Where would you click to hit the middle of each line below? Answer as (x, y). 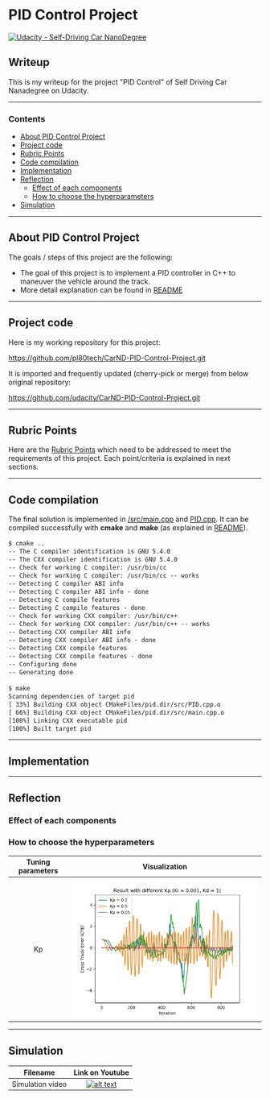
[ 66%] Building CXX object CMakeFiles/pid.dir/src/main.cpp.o (117, 713)
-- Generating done (41, 673)
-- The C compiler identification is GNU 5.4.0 (90, 552)
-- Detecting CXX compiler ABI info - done (82, 641)
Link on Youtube (102, 1072)
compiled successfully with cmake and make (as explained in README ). (128, 528)
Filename (39, 1072)
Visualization (164, 866)
